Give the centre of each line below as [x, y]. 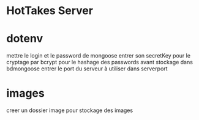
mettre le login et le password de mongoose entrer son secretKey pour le [99, 56]
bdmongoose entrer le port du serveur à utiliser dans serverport [87, 69]
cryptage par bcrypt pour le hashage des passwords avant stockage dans [99, 62]
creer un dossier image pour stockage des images [70, 110]
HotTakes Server [50, 11]
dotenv [25, 39]
